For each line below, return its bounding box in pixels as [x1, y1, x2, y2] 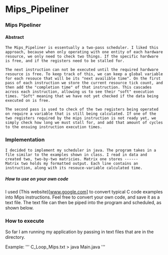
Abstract [5, 34, 24, 40]
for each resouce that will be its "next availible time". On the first [5, 76, 161, 81]
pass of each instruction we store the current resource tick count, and [5, 81, 163, 86]
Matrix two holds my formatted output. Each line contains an [5, 161, 138, 166]
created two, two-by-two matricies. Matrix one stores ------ [5, 156, 138, 162]
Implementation [5, 136, 45, 143]
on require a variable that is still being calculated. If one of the [5, 111, 156, 116]
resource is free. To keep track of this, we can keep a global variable [5, 72, 163, 77]
